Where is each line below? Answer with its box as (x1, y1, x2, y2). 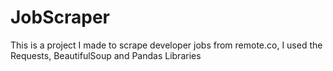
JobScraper (10, 6, 111, 29)
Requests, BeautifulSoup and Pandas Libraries (10, 49, 202, 61)
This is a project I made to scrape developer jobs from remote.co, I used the (10, 39, 323, 51)
